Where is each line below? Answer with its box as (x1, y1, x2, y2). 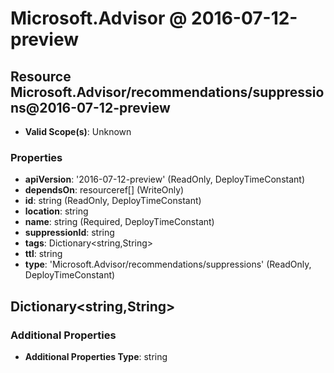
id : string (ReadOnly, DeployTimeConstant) (24, 195, 202, 207)
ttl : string (24, 248, 63, 260)
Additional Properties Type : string (24, 350, 168, 362)
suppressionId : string (24, 227, 115, 239)
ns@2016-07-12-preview (10, 99, 171, 116)
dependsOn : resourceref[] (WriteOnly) (24, 184, 185, 196)
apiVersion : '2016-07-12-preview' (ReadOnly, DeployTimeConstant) (24, 173, 305, 186)
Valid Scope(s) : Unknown (24, 126, 132, 137)
